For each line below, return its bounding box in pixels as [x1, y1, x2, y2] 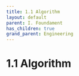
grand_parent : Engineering [6, 31, 74, 37]
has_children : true [6, 25, 55, 32]
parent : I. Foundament [6, 20, 63, 26]
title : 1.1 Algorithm [6, 8, 60, 15]
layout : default [6, 14, 47, 20]
